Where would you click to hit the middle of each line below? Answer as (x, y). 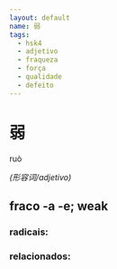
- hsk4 (30, 43)
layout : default (40, 18)
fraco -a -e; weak (59, 206)
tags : (19, 34)
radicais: (29, 232)
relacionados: (40, 256)
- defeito (36, 85)
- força (32, 69)
